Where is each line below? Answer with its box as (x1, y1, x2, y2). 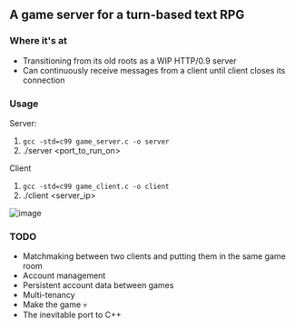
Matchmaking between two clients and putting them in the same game (22, 251, 286, 262)
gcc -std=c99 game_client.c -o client (22, 182, 170, 191)
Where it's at (9, 35, 68, 47)
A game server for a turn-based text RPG (9, 7, 245, 23)
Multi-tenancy (22, 290, 75, 301)
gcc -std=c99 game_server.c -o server (22, 136, 170, 146)
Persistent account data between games (22, 280, 174, 291)
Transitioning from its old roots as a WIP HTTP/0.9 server (22, 55, 237, 66)
